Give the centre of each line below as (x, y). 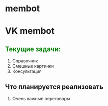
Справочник (25, 61)
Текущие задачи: (33, 49)
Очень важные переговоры (41, 98)
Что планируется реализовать (54, 87)
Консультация (27, 71)
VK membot (30, 31)
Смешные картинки (33, 66)
